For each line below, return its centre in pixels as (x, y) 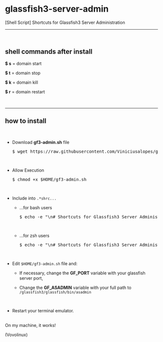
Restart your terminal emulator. (43, 310)
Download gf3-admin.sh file (41, 142)
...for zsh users (34, 235)
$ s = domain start (24, 63)
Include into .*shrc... (34, 198)
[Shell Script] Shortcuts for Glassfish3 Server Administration (65, 22)
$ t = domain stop (23, 73)
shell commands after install (49, 52)
